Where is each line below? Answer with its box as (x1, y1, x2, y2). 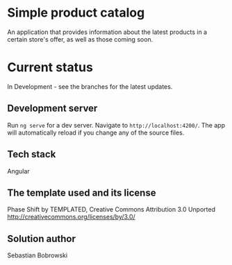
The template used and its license (7, 187, 156, 198)
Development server (7, 103, 98, 114)
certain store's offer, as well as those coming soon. (7, 35, 154, 43)
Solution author (7, 232, 76, 244)
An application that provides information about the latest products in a (7, 28, 207, 36)
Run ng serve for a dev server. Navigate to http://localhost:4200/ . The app (7, 121, 226, 129)
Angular (7, 166, 30, 175)
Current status (7, 60, 94, 76)
